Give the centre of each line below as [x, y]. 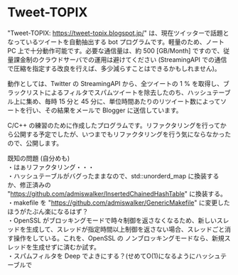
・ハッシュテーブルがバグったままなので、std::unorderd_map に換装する [113, 176]
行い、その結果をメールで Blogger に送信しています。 [104, 110]
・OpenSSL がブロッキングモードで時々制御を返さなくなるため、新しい [112, 220]
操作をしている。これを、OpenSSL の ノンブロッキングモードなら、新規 [119, 238]
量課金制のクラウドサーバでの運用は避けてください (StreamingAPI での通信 [117, 59]
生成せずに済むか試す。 [66, 247]
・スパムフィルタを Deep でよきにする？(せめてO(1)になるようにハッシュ [114, 256]
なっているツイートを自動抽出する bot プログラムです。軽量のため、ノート [116, 42]
